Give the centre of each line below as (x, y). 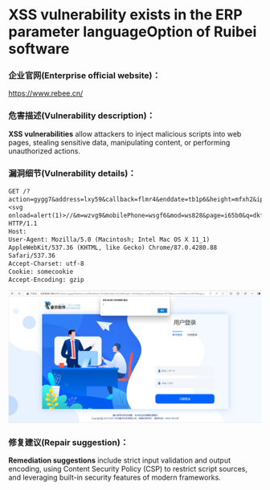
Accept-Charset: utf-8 (46, 264)
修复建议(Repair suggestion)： (68, 442)
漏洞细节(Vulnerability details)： (72, 173)
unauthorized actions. (44, 151)
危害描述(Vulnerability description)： (82, 116)
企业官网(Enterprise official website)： (84, 76)
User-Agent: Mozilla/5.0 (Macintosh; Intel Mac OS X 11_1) (109, 240)
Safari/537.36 (32, 256)
